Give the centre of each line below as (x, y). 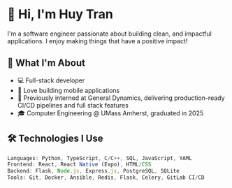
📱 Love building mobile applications (68, 90)
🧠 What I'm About (46, 63)
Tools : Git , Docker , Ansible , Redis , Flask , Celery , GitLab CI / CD (106, 178)
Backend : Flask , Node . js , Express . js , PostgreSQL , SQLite (93, 171)
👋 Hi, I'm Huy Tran (60, 14)
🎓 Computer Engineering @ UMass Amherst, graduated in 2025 (110, 113)
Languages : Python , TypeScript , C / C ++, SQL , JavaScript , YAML (100, 158)
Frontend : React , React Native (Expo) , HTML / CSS (79, 165)
